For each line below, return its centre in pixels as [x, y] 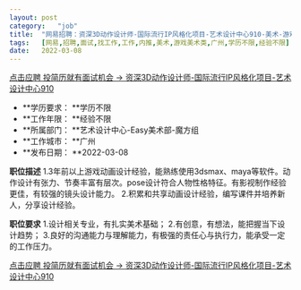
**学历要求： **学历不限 [67, 107]
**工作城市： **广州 [59, 141]
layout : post [34, 17]
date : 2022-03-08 [46, 51]
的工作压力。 [33, 246]
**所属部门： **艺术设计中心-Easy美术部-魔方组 [111, 130]
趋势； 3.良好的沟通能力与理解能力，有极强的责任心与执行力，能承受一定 [151, 235]
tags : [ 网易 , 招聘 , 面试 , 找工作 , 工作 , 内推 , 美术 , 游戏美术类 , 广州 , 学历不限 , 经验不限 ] [150, 43]
